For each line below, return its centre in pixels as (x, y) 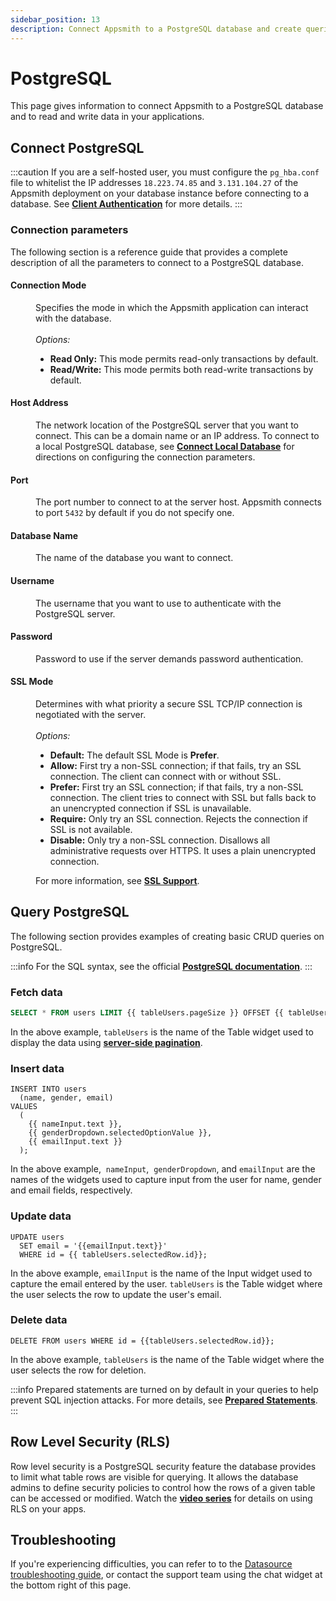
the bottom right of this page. (71, 1585)
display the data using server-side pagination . (106, 1042)
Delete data (39, 1320)
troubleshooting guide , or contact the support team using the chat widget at (166, 1575)
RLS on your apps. (48, 1508)
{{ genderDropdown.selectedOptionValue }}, (120, 1133)
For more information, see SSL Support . (117, 880)
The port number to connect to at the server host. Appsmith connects (178, 502)
